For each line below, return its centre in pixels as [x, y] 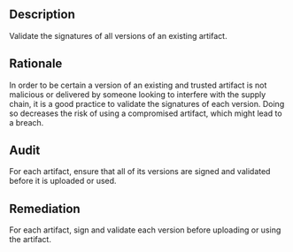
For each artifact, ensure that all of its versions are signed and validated [140, 172]
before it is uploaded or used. [63, 181]
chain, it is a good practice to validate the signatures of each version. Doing [147, 103]
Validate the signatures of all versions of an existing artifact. [118, 35]
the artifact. [30, 240]
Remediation [45, 208]
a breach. [27, 122]
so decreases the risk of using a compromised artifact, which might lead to [146, 113]
